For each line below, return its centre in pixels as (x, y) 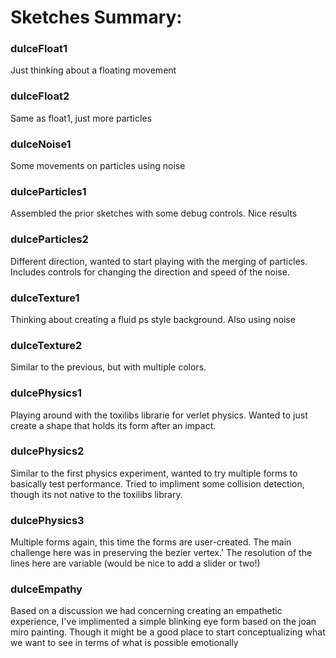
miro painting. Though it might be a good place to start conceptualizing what (168, 632)
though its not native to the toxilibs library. (96, 494)
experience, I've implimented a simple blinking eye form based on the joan (163, 622)
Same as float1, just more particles (81, 118)
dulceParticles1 (48, 191)
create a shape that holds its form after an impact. (113, 425)
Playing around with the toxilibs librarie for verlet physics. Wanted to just (159, 415)
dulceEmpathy (46, 589)
